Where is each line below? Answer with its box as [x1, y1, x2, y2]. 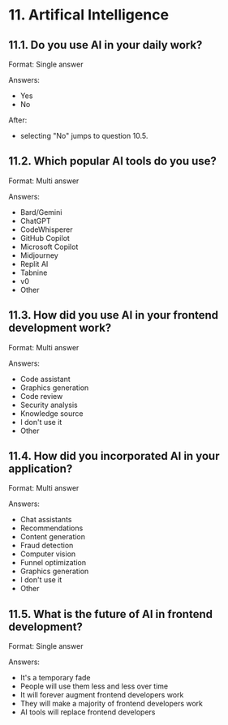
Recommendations [19, 523, 84, 533]
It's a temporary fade [19, 673, 91, 683]
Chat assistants [19, 515, 72, 525]
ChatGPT [19, 216, 51, 225]
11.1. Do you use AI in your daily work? [8, 38, 203, 52]
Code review [19, 391, 63, 401]
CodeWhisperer [19, 225, 73, 234]
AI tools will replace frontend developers [19, 707, 156, 717]
